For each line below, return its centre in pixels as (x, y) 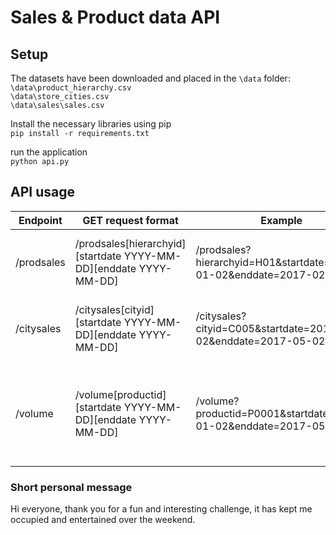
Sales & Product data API (115, 17)
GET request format (130, 220)
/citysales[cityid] (114, 309)
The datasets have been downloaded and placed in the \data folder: (150, 78)
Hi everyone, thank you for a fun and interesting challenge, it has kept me (161, 509)
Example (281, 220)
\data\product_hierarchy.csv (71, 88)
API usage (42, 192)
